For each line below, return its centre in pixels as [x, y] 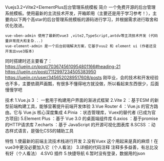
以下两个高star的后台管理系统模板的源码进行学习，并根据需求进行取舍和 [86, 19]
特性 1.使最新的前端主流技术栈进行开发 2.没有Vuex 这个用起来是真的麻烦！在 [82, 141]
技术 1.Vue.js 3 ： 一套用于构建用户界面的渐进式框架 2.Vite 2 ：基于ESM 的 [80, 100]
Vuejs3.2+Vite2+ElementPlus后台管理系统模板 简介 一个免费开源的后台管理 [80, 7]
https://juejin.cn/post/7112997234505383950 [51, 72]
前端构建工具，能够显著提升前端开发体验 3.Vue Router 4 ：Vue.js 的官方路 [84, 106]
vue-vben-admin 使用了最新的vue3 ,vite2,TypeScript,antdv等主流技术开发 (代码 [82, 36]
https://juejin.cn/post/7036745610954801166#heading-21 [63, 67]
